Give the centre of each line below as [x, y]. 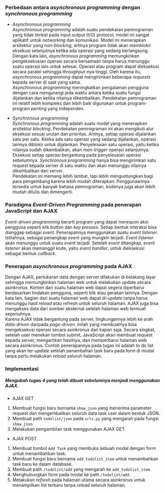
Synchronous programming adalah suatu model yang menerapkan [80, 123]
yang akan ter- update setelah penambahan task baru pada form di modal [80, 350]
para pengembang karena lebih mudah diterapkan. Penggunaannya [81, 181]
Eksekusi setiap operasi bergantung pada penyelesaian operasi [77, 155]
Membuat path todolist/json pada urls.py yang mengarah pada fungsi [85, 418]
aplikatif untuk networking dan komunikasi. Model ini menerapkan [79, 40]
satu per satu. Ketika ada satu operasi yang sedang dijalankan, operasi [84, 139]
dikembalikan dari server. [38, 171]
